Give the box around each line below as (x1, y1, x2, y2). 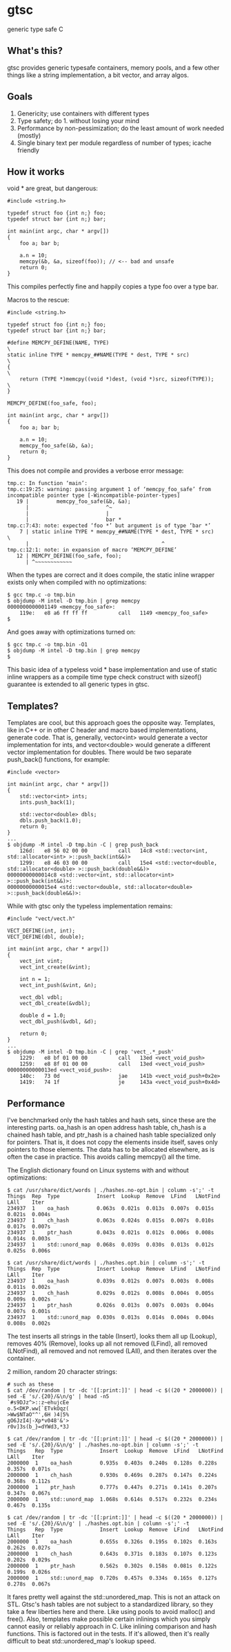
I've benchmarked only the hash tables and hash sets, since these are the (7, 1116, 217, 1124)
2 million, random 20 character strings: (7, 1368, 117, 1375)
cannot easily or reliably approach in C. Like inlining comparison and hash (7, 1622, 217, 1631)
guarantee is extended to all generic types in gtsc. (7, 680, 150, 688)
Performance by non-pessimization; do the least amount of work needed (17, 124, 224, 132)
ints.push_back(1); (19, 799, 76, 806)
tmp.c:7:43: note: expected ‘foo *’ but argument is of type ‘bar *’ (7, 522, 212, 529)
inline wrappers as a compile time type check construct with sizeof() (7, 673, 202, 681)
